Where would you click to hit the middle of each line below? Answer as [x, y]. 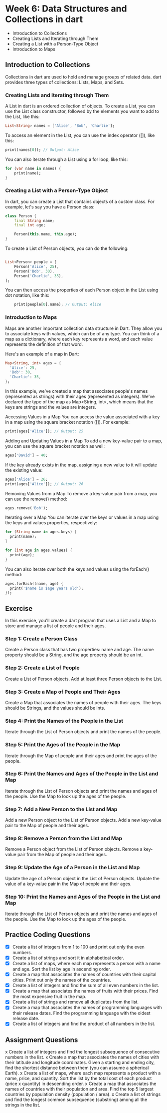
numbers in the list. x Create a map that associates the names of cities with [82, 1057]
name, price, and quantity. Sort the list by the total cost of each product [79, 1079]
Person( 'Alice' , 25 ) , [36, 266]
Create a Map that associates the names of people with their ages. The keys [83, 702]
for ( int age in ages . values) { [39, 550]
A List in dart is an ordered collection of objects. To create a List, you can [80, 106]
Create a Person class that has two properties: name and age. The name [80, 650]
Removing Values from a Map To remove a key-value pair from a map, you [81, 493]
